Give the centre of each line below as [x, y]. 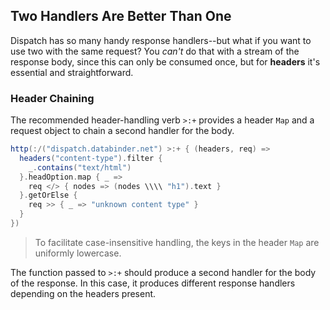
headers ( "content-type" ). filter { [91, 158]
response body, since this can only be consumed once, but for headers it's [165, 61]
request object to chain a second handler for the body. [122, 131]
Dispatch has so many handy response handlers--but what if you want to [161, 40]
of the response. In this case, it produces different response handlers [153, 283]
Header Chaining [52, 98]
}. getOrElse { [48, 195]
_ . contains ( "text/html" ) [80, 167]
